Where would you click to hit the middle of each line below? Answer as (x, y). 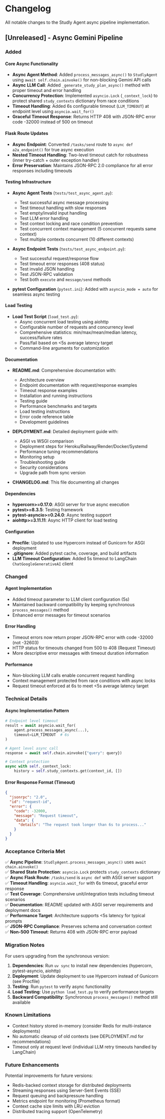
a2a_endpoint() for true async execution (53, 149)
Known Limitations (28, 1015)
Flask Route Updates (27, 134)
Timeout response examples (49, 391)
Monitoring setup (37, 457)
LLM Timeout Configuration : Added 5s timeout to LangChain (74, 558)
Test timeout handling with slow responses (63, 208)
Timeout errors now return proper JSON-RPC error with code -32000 (83, 637)
